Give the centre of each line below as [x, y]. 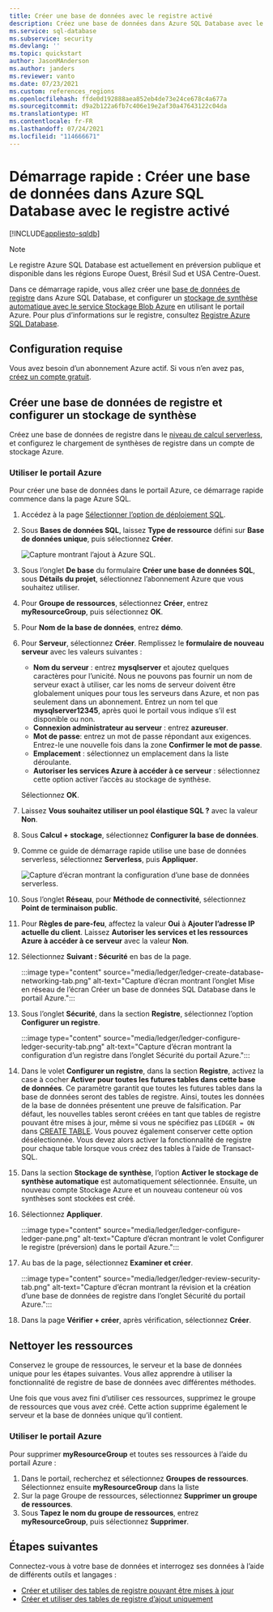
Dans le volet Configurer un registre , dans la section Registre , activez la [142, 1071]
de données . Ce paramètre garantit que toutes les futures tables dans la [141, 1088]
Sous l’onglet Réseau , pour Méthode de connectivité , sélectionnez [133, 899]
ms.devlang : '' [35, 46]
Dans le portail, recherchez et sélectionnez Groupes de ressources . [134, 1478]
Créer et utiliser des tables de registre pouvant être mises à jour [127, 1591]
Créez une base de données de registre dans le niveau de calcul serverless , [136, 435]
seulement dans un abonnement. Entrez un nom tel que [125, 702]
